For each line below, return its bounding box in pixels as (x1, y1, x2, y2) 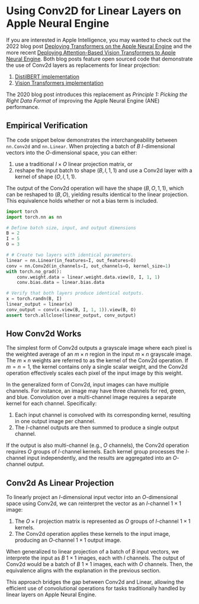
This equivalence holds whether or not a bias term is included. (6, 197, 158, 204)
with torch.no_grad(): (6, 269, 62, 274)
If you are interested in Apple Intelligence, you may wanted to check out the (6, 36, 191, 43)
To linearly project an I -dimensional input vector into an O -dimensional (6, 494, 178, 501)
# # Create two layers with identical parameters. (6, 252, 134, 258)
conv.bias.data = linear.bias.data (17, 280, 105, 286)
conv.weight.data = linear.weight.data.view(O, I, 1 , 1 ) (17, 274, 161, 280)
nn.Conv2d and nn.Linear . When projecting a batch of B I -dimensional (6, 142, 175, 149)
